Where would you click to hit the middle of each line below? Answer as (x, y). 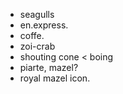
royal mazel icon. (55, 78)
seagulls (37, 14)
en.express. (44, 25)
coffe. (32, 35)
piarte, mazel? (49, 67)
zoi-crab (37, 46)
